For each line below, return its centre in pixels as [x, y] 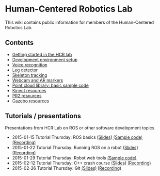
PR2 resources [27, 96]
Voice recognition [30, 64]
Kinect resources [29, 90]
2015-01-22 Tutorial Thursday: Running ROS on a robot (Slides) [75, 147]
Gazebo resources [31, 101]
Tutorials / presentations [43, 116]
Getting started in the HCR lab [42, 54]
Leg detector [25, 70]
